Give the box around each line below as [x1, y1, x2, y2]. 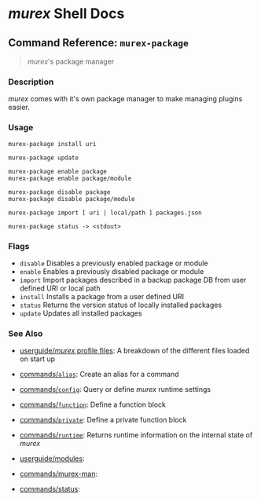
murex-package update [8, 154, 79, 162]
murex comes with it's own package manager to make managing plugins [8, 94, 243, 104]
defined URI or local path [19, 283, 101, 293]
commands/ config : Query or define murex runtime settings [19, 385, 211, 394]
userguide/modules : [19, 454, 85, 463]
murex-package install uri [8, 140, 97, 148]
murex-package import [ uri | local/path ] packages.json [8, 209, 202, 217]
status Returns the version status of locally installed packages [19, 300, 222, 309]
